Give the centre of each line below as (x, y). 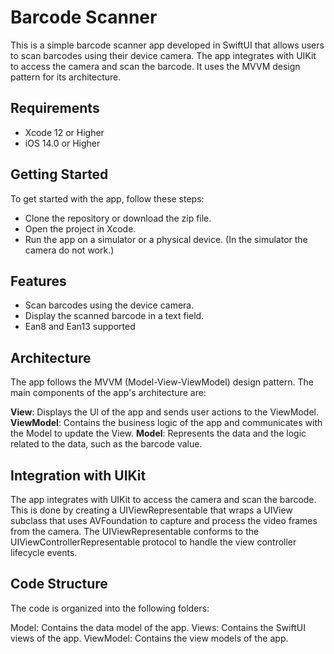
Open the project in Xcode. (80, 228)
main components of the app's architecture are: (108, 393)
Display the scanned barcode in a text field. (114, 316)
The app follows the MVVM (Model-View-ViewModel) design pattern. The (162, 382)
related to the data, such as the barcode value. (106, 444)
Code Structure (59, 584)
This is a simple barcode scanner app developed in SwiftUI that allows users (167, 45)
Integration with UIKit (78, 475)
